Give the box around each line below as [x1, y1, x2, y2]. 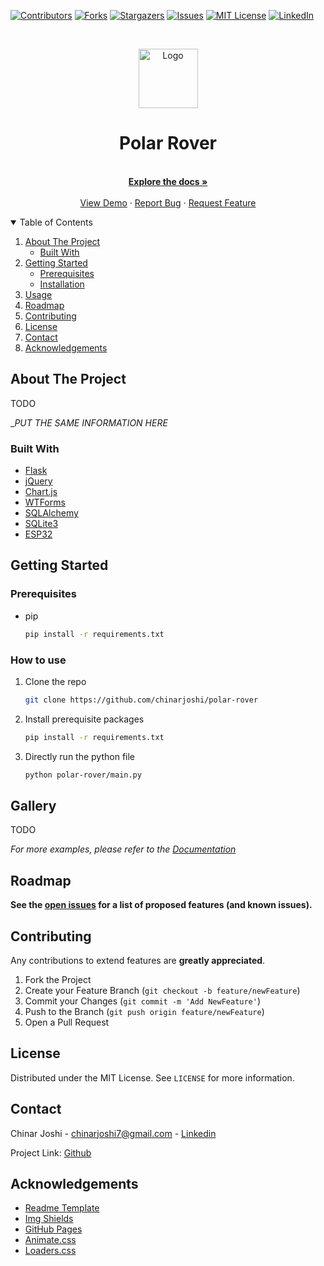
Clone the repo [24, 675, 87, 687]
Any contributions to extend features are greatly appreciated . [10, 954, 266, 966]
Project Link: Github [10, 1146, 92, 1159]
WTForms [24, 496, 66, 509]
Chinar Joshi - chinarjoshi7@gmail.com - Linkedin [10, 1127, 217, 1139]
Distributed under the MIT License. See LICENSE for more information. [10, 1071, 295, 1084]
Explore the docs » [128, 175, 208, 187]
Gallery [10, 797, 57, 814]
